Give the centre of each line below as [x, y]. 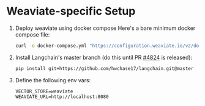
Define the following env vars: [53, 80]
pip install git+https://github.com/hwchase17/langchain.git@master [104, 68]
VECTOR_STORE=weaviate [44, 91]
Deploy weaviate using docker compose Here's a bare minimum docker [105, 28]
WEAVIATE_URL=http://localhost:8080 [62, 97]
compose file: [32, 34]
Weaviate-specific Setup [71, 11]
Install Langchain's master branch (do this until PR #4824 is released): [104, 57]
